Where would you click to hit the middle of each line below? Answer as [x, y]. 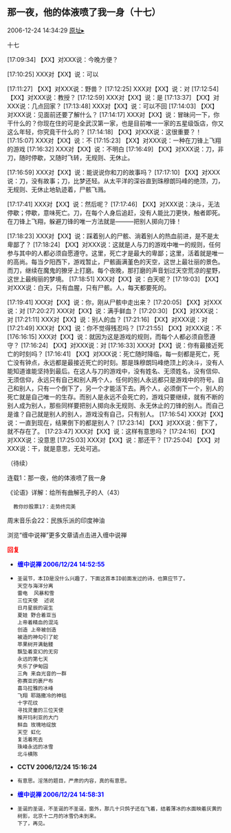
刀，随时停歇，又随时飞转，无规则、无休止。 [70, 158]
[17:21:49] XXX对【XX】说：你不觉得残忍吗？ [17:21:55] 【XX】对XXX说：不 [114, 328]
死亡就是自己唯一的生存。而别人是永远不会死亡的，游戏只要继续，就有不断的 [115, 397]
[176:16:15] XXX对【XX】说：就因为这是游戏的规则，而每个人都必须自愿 [108, 337]
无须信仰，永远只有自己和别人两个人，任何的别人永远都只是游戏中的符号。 [112, 379]
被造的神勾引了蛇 [37, 637]
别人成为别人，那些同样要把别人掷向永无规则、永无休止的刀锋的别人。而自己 [115, 405]
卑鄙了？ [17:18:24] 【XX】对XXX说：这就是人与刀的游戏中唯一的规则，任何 [114, 244]
